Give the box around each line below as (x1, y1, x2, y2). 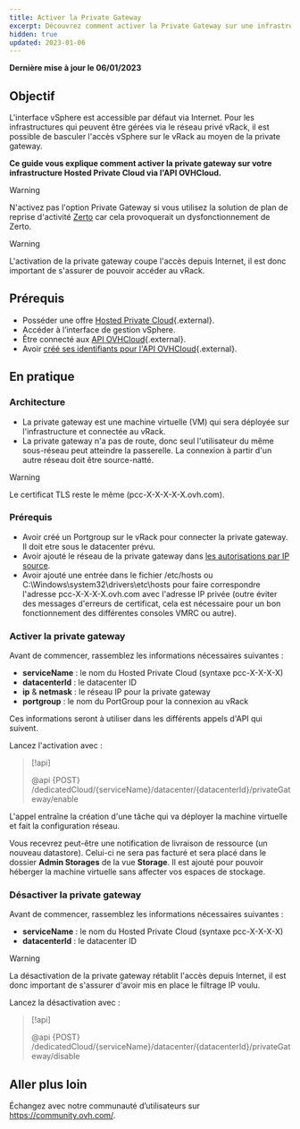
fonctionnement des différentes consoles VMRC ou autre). (21, 607, 237, 618)
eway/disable (30, 1051, 80, 1062)
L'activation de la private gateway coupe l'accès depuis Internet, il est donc (9, 256, 287, 266)
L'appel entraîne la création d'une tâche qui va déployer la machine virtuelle (9, 811, 288, 822)
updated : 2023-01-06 (9, 38, 87, 47)
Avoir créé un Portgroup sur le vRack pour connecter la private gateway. (21, 531, 288, 542)
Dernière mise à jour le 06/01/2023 (9, 63, 142, 73)
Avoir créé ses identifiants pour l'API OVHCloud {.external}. (21, 343, 237, 354)
